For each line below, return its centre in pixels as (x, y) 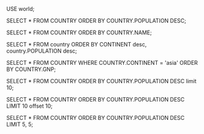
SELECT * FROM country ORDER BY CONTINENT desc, (77, 44)
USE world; (21, 9)
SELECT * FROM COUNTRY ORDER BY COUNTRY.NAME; (79, 32)
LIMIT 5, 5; (20, 124)
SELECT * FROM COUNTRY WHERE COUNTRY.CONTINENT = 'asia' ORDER (102, 63)
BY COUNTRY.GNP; (31, 69)
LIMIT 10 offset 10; (30, 106)
